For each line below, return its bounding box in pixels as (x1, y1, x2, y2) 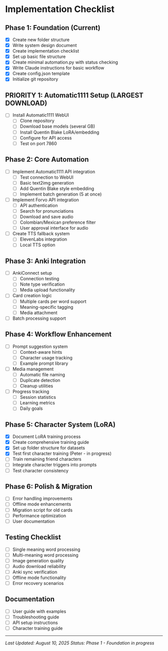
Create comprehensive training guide (12, 439, 89, 445)
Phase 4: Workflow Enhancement (5, 330, 111, 339)
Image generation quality (12, 557, 64, 563)
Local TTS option (19, 242, 55, 248)
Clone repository (19, 118, 55, 124)
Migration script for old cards (12, 507, 73, 513)
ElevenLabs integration (19, 236, 67, 242)
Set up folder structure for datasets (12, 445, 85, 451)
